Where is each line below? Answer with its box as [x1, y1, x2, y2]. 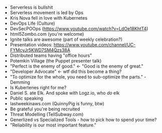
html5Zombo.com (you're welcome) [10, 31, 84, 37]
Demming [10, 79, 30, 85]
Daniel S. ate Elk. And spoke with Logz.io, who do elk [10, 90, 120, 96]
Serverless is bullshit [10, 5, 53, 10]
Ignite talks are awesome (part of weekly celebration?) [10, 36, 123, 42]
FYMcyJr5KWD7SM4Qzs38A [10, 47, 71, 53]
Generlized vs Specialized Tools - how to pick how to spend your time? [10, 117, 157, 122]
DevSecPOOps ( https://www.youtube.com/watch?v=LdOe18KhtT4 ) [10, 26, 148, 32]
